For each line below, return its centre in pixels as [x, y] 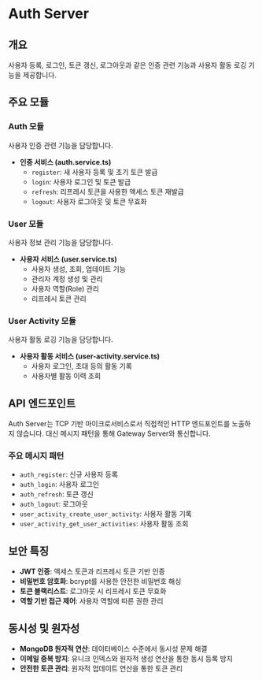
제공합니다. [40, 75]
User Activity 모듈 [42, 321]
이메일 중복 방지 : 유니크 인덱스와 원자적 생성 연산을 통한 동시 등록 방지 [126, 659]
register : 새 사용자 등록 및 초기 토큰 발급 [94, 172]
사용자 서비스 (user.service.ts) [68, 259]
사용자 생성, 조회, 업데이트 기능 [78, 269]
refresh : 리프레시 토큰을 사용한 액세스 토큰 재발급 [108, 191]
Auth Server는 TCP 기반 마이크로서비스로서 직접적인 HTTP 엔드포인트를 [119, 424]
